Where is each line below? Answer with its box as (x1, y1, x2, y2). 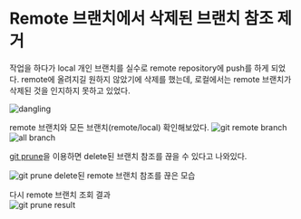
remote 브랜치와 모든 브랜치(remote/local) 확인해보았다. (9, 121, 210, 132)
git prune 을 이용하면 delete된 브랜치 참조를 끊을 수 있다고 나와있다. (9, 150, 248, 161)
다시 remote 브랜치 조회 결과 (9, 189, 112, 200)
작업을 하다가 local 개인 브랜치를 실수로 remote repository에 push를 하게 (9, 62, 269, 73)
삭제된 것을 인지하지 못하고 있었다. (9, 85, 131, 96)
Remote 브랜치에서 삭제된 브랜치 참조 (9, 8, 274, 29)
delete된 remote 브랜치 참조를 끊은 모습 (53, 169, 196, 181)
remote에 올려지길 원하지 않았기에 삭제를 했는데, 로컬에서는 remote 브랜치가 (21, 73, 292, 84)
